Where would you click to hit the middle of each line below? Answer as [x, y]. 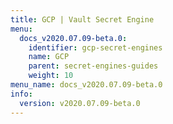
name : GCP [49, 57]
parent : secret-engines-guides [93, 66]
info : [21, 94]
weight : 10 [51, 76]
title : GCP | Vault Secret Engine [82, 19]
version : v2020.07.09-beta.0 [80, 103]
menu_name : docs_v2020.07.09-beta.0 [86, 85]
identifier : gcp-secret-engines [95, 47]
